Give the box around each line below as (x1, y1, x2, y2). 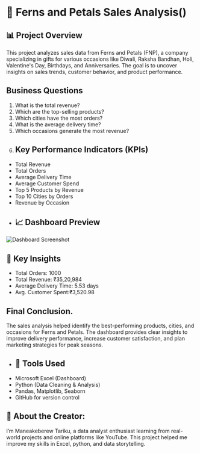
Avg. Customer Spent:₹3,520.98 (14, 289, 95, 296)
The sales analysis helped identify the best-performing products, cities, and (6, 322, 195, 330)
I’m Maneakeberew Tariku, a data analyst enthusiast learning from (6, 427, 170, 434)
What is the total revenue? (14, 102, 80, 109)
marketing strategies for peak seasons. (6, 341, 104, 348)
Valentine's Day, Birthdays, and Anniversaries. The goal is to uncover (6, 62, 178, 69)
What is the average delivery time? (14, 120, 101, 128)
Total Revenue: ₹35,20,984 (14, 276, 83, 283)
